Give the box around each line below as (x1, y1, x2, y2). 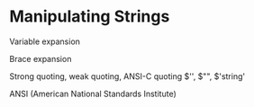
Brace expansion (9, 53, 72, 64)
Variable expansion (9, 36, 81, 47)
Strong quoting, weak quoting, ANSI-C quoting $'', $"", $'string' (9, 70, 246, 82)
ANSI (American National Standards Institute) (9, 88, 177, 99)
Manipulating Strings (9, 6, 170, 27)
